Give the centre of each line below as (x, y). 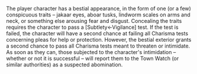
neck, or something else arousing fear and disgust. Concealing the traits (94, 21)
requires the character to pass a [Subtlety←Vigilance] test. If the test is (92, 27)
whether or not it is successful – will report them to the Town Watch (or (93, 58)
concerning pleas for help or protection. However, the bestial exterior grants (99, 40)
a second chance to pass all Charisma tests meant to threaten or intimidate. (98, 46)
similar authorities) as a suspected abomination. (64, 65)
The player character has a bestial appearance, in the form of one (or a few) (98, 9)
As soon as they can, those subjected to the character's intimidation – (91, 52)
